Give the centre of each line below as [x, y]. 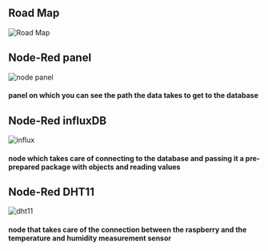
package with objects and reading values [111, 167]
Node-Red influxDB [57, 121]
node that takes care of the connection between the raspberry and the [128, 230]
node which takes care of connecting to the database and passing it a [126, 158]
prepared [24, 167]
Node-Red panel [50, 58]
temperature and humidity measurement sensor [90, 238]
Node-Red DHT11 [51, 192]
